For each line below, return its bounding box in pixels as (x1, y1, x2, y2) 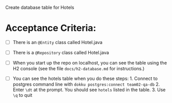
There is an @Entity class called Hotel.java (12, 39, 103, 45)
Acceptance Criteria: (5, 23, 97, 34)
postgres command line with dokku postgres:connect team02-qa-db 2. (12, 81, 160, 88)
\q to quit (12, 92, 32, 98)
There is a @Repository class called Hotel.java (12, 50, 109, 55)
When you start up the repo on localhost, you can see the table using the (12, 60, 167, 66)
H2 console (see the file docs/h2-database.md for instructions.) (12, 66, 145, 72)
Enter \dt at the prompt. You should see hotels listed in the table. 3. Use (12, 87, 166, 93)
